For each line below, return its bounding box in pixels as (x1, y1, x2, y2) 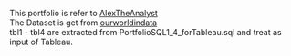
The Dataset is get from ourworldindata (9, 17, 158, 28)
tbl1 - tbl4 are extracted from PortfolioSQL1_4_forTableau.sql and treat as (9, 27, 282, 37)
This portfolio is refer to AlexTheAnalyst (9, 8, 158, 18)
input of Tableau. (9, 36, 73, 47)
